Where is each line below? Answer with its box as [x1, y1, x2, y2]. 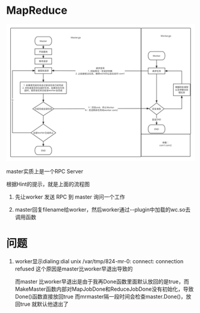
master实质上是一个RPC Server [6, 168, 84, 175]
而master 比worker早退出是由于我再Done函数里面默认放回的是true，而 [14, 278, 190, 285]
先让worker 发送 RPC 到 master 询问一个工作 [14, 193, 125, 201]
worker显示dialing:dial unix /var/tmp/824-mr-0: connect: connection [14, 258, 184, 265]
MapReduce [6, 4, 68, 17]
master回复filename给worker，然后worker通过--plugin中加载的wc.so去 [14, 206, 191, 213]
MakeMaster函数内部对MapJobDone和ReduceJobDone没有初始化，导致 [14, 285, 194, 293]
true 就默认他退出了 [20, 300, 69, 308]
